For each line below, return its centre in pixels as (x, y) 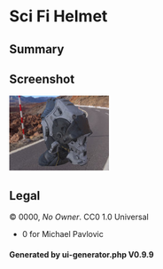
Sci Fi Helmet (58, 16)
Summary (37, 49)
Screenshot (42, 79)
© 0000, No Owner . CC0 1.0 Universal (79, 217)
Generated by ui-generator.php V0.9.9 (81, 254)
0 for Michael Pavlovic (62, 234)
